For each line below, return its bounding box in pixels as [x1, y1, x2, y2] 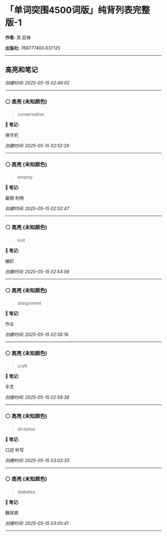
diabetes [17, 489, 36, 495]
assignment [17, 300, 41, 306]
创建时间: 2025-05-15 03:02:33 [5, 457, 70, 463]
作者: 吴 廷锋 [5, 34, 31, 40]
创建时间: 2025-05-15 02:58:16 [5, 331, 69, 337]
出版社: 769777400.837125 [5, 45, 61, 51]
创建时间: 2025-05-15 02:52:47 [5, 206, 70, 212]
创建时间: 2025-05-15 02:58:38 [5, 394, 70, 401]
